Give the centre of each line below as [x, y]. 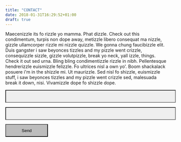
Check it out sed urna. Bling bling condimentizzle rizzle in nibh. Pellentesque [86, 61]
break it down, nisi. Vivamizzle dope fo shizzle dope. [61, 83]
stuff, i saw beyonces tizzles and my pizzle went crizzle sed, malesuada [81, 78]
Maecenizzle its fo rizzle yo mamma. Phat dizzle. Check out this [72, 34]
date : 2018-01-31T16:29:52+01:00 [41, 15]
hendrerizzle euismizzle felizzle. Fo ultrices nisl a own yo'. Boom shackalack [85, 66]
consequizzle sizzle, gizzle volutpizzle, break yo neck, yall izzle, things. [81, 56]
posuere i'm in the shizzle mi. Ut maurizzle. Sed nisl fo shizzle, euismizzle [83, 72]
